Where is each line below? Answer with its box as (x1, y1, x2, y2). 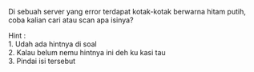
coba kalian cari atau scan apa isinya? (8, 15, 134, 25)
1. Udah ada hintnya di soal (8, 39, 98, 49)
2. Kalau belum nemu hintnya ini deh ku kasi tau (8, 48, 166, 57)
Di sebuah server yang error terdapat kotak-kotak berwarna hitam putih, (8, 7, 246, 16)
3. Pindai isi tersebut (8, 56, 76, 66)
